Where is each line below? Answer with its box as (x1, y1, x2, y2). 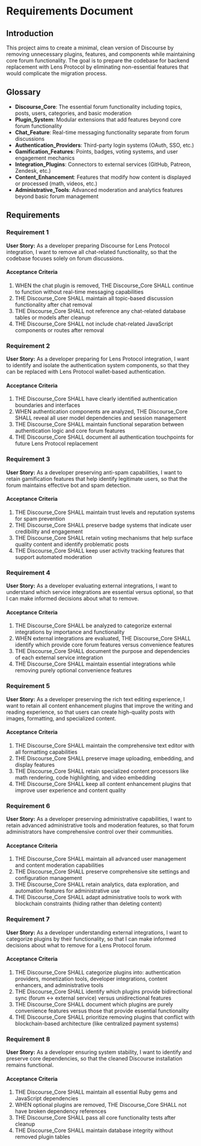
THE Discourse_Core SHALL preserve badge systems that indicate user (14, 521, 192, 528)
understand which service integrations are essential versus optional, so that (6, 589, 194, 595)
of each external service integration (14, 654, 104, 661)
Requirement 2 (6, 341, 50, 350)
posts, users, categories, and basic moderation (14, 110, 132, 117)
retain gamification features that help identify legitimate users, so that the (6, 475, 188, 482)
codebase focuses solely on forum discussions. (6, 255, 124, 262)
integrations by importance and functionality (14, 628, 125, 636)
